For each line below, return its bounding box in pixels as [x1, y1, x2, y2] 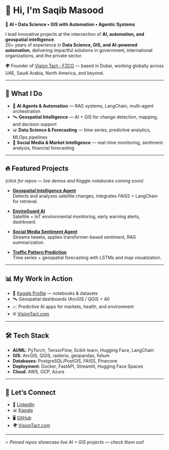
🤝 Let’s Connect [5, 388, 56, 396]
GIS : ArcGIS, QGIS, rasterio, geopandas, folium [12, 352, 110, 358]
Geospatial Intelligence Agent [12, 187, 76, 194]
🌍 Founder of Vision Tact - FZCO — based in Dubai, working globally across [5, 63, 164, 69]
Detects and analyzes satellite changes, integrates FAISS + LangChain [12, 193, 158, 199]
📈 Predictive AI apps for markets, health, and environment [12, 303, 134, 310]
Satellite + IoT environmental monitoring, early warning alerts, [12, 213, 140, 219]
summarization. [12, 239, 45, 245]
